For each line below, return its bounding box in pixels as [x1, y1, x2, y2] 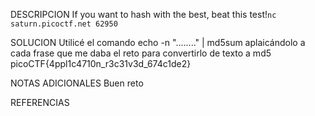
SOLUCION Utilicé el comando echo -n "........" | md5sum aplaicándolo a [10, 37, 306, 48]
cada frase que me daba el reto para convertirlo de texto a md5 [10, 47, 272, 59]
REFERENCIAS [10, 97, 70, 108]
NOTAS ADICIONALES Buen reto [10, 77, 144, 89]
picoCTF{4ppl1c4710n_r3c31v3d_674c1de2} [10, 58, 192, 69]
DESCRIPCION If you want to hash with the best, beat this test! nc [10, 9, 277, 20]
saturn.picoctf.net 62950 [10, 19, 118, 29]
